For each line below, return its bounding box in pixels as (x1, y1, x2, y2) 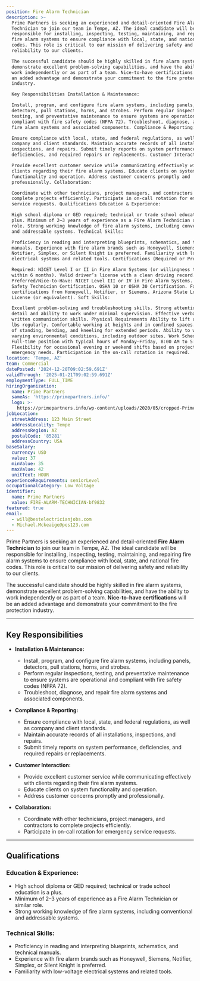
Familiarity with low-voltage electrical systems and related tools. (14, 968, 173, 975)
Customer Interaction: (14, 762, 71, 769)
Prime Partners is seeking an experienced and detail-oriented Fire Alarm (6, 538, 185, 545)
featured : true (6, 505, 44, 511)
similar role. (14, 901, 43, 908)
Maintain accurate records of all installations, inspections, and (23, 731, 176, 738)
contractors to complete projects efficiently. (23, 822, 132, 829)
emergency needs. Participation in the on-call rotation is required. (11, 350, 190, 356)
